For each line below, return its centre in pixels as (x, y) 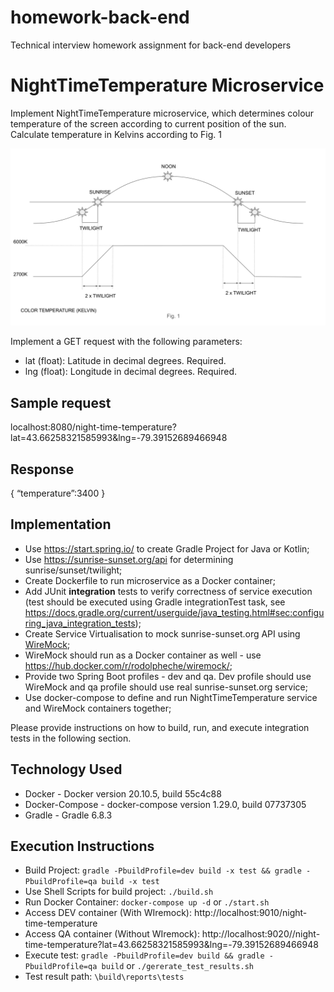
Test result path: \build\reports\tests (104, 977)
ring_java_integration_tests (80, 623)
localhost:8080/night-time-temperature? (93, 427)
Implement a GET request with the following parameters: (126, 342)
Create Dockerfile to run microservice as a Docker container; (150, 580)
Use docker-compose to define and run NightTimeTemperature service (171, 697)
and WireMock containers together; (98, 708)
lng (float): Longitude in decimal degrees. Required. (131, 372)
